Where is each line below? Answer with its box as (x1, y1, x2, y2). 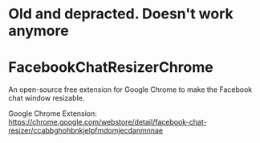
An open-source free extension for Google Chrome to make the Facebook (8, 85, 253, 94)
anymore (8, 22, 70, 40)
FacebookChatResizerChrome (8, 58, 214, 77)
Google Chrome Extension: (8, 109, 98, 118)
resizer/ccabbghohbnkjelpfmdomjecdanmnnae (8, 125, 163, 136)
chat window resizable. (8, 93, 85, 103)
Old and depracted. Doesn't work (8, 5, 234, 23)
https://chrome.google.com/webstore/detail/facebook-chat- (8, 117, 207, 127)
